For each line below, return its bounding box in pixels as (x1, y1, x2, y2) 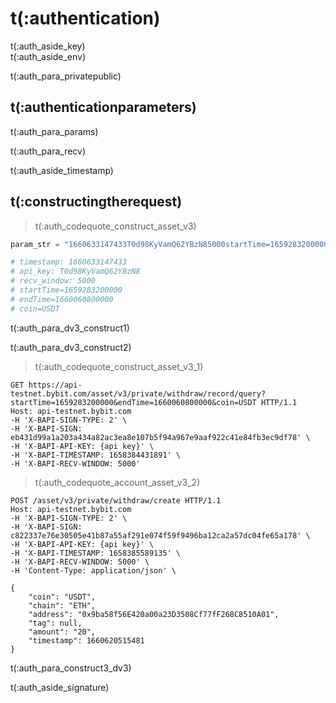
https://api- (28, 380, 83, 390)
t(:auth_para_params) (10, 125, 99, 137)
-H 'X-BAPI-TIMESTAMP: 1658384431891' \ (10, 450, 182, 460)
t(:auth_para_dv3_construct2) (10, 341, 132, 353)
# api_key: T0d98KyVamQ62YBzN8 (10, 267, 141, 277)
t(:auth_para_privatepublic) (10, 70, 122, 82)
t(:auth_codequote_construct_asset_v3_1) (34, 360, 204, 372)
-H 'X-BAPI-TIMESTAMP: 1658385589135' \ (10, 548, 182, 558)
